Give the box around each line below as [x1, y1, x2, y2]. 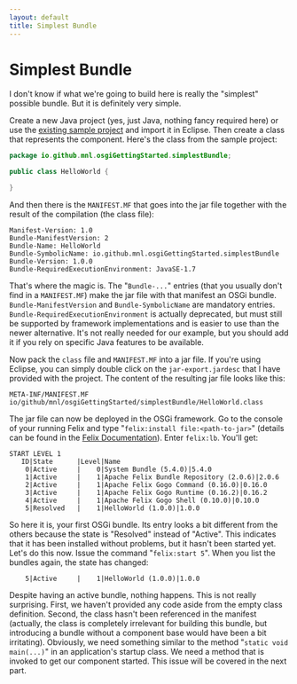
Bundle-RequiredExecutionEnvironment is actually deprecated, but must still [9, 309, 283, 319]
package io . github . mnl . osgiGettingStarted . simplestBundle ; [9, 152, 232, 161]
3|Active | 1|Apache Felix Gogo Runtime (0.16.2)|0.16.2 [25, 489, 268, 498]
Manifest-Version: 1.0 [9, 226, 93, 235]
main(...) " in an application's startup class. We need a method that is [9, 647, 264, 657]
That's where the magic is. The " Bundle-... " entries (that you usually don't [9, 280, 283, 291]
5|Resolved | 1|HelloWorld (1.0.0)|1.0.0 [25, 504, 200, 513]
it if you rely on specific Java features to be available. [9, 337, 204, 348]
